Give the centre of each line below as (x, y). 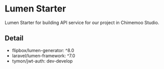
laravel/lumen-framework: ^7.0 (44, 55)
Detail (14, 38)
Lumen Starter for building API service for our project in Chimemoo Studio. (82, 22)
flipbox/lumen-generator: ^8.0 (43, 50)
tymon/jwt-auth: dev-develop (42, 61)
